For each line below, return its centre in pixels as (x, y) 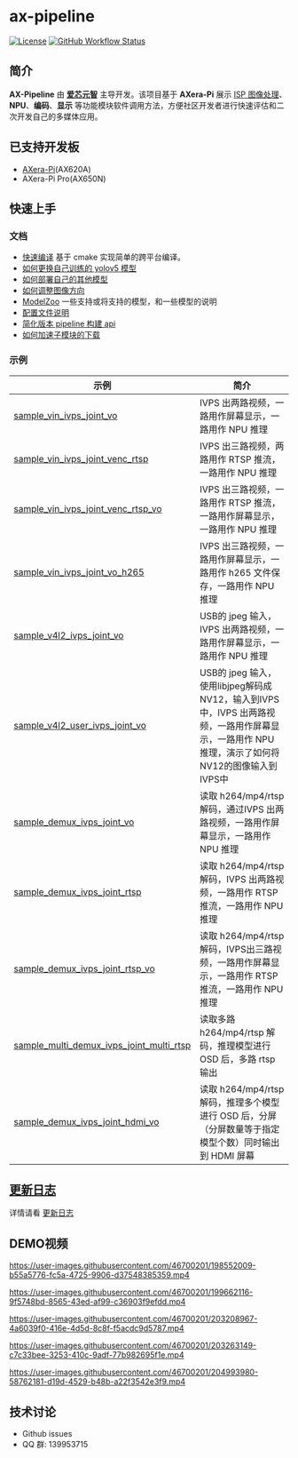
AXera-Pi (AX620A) (56, 169)
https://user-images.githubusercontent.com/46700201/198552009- (133, 1266)
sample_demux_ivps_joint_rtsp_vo (84, 968)
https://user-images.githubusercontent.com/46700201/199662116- (131, 1292)
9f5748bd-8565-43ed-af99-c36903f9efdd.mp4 (98, 1302)
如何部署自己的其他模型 (65, 279)
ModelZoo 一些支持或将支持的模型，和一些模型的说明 (119, 302)
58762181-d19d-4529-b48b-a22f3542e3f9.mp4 (98, 1382)
